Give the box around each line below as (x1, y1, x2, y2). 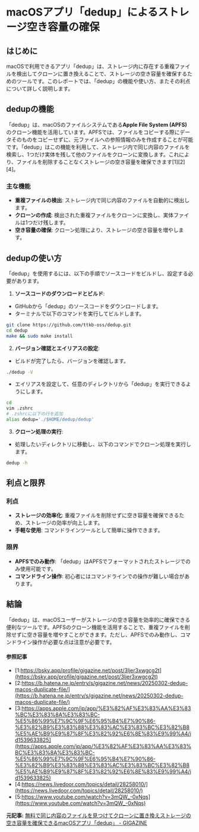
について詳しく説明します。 (6, 85, 74, 92)
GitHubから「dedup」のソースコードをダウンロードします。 (14, 302, 162, 309)
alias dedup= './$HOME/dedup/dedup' (6, 417, 94, 423)
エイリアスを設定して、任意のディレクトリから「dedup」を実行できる (14, 380, 186, 387)
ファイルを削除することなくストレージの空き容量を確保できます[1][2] (16, 158, 185, 165)
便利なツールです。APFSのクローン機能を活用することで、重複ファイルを (6, 623, 185, 631)
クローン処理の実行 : (14, 428, 64, 435)
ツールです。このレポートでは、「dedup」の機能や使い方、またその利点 (16, 78, 191, 85)
